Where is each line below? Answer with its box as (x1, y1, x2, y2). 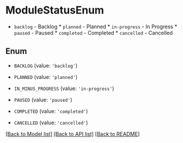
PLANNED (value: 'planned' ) (13, 73, 77, 80)
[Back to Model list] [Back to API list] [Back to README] (5, 130, 140, 137)
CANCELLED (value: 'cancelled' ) (13, 119, 89, 126)
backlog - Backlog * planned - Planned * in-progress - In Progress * (13, 23, 177, 30)
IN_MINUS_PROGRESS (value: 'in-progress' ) (13, 85, 115, 92)
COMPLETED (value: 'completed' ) (13, 107, 89, 115)
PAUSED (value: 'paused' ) (13, 96, 73, 103)
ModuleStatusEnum (5, 4, 104, 17)
